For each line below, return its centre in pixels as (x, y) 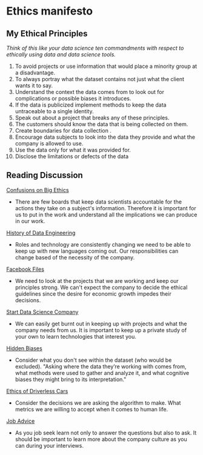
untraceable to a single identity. (54, 111)
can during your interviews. (49, 445)
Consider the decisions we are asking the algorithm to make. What (98, 403)
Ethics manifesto (50, 11)
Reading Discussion (45, 175)
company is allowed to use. (49, 143)
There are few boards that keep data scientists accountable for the (98, 202)
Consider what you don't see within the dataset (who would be (93, 360)
